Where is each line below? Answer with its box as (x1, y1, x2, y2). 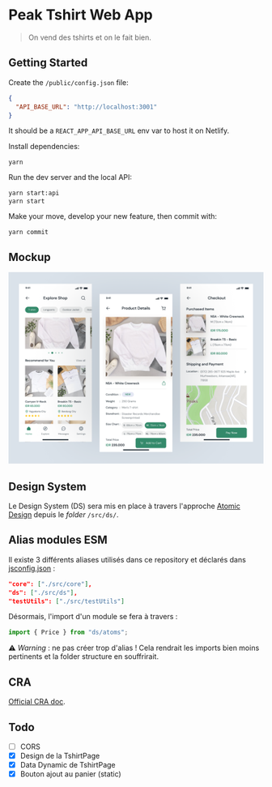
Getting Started (8, 56, 88, 70)
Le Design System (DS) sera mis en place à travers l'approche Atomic (8, 501, 240, 511)
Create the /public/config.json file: (8, 77, 130, 87)
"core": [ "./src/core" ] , (8, 580, 92, 588)
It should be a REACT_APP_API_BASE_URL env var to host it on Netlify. (8, 126, 229, 135)
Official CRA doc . (8, 697, 66, 707)
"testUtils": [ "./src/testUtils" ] (8, 597, 125, 605)
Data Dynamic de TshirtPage (19, 760, 116, 770)
